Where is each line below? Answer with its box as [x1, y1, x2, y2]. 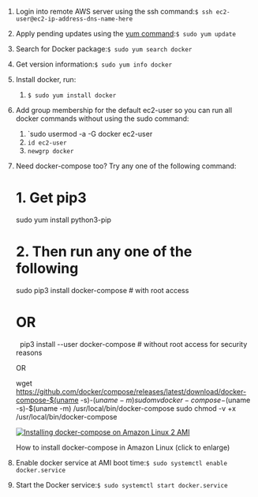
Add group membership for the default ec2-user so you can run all [15, 106, 233, 115]
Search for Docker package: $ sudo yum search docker [15, 44, 193, 54]
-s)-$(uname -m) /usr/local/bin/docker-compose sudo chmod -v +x [15, 403, 237, 413]
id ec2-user [27, 139, 67, 147]
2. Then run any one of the [15, 243, 193, 261]
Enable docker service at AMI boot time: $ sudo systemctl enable [15, 457, 227, 467]
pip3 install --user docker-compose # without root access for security [19, 339, 248, 348]
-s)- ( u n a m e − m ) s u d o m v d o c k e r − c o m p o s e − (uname [80, 395, 251, 405]
